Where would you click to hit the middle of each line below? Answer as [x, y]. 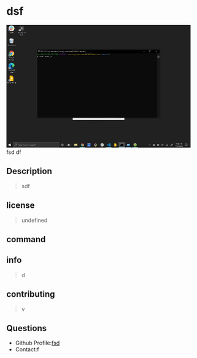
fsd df [14, 152]
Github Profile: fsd [37, 343]
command [26, 239]
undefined [34, 220]
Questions [27, 328]
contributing [31, 295]
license [21, 206]
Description [29, 171]
